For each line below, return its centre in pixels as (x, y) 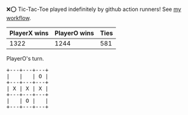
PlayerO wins (74, 33)
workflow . (19, 18)
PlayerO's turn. (25, 58)
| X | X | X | (28, 88)
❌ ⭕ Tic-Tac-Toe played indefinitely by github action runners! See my (94, 9)
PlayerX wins (29, 33)
